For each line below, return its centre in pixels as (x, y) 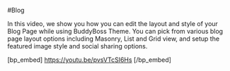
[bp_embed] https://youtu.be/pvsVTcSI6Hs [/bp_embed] (90, 60)
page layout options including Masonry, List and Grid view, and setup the (114, 39)
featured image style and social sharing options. (77, 46)
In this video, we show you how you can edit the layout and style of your (113, 24)
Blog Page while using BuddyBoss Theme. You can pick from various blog (115, 31)
